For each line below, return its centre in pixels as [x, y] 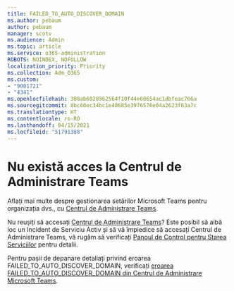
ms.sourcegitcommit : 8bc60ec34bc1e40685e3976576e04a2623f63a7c [102, 106]
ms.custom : [23, 79]
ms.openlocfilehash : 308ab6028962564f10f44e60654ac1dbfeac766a [102, 99]
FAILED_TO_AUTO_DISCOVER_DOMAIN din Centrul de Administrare [105, 273]
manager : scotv [30, 33]
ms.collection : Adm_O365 [44, 73]
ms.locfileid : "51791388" [45, 132]
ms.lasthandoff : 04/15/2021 [49, 125]
